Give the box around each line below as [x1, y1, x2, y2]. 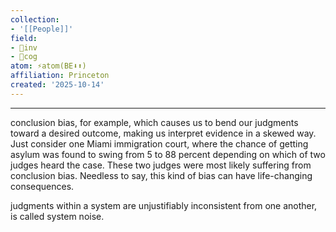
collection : [10, 14, 60, 25]
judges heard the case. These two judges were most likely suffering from [10, 159, 312, 171]
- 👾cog [10, 52, 38, 62]
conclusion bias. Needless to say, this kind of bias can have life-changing [10, 169, 313, 181]
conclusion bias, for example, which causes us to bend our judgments [10, 116, 299, 128]
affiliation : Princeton [10, 71, 110, 81]
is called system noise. [10, 210, 105, 222]
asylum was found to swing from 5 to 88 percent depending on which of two [10, 148, 326, 160]
